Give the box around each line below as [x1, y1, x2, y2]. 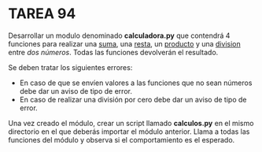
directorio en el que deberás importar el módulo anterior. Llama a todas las [8, 127, 250, 136]
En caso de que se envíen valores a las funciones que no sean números [19, 78, 253, 87]
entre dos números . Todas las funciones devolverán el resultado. [8, 47, 219, 57]
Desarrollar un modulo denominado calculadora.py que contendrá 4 [8, 31, 231, 40]
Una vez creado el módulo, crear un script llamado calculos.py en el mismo [8, 118, 254, 128]
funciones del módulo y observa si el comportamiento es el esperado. [8, 135, 235, 144]
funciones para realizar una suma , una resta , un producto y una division [8, 39, 242, 48]
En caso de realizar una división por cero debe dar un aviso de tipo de [19, 95, 247, 104]
